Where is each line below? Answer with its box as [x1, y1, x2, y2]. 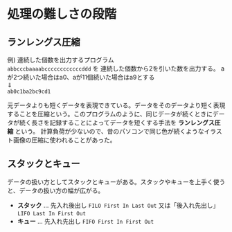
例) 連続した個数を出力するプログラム [7, 56, 114, 64]
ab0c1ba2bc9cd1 [7, 88, 51, 95]
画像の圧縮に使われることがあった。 [12, 136, 116, 144]
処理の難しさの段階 [7, 6, 117, 22]
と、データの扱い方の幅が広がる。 [7, 186, 105, 195]
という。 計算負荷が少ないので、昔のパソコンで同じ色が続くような [15, 127, 204, 135]
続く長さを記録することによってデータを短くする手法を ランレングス [19, 118, 215, 127]
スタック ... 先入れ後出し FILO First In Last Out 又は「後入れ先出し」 [17, 201, 220, 209]
